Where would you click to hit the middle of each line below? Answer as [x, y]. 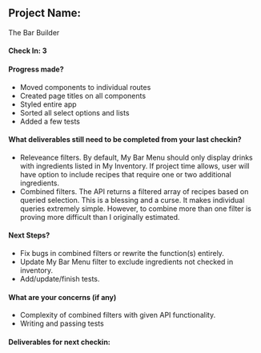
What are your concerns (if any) [62, 297]
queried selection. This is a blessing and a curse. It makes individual [132, 200]
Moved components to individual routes [85, 87]
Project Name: [45, 13]
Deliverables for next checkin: [59, 342]
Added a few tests [50, 121]
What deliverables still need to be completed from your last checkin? [125, 140]
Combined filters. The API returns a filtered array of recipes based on [134, 191]
